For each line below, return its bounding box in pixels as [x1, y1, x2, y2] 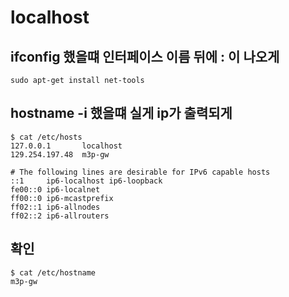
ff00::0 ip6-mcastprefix [10, 193, 114, 203]
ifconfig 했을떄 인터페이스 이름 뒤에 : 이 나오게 [10, 48, 280, 65]
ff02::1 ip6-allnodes [10, 202, 101, 212]
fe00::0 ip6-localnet [10, 184, 101, 195]
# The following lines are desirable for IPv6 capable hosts [10, 167, 271, 177]
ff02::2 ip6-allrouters [10, 211, 110, 221]
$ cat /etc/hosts [10, 132, 83, 142]
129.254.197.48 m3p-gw [10, 149, 110, 160]
